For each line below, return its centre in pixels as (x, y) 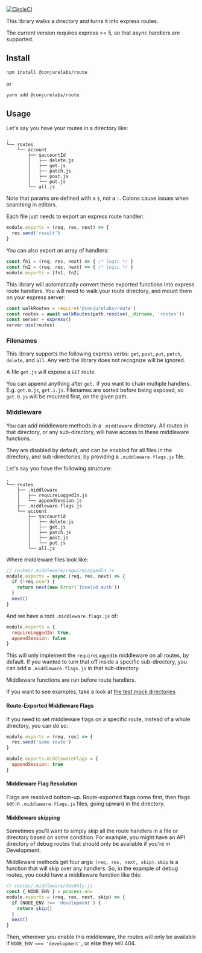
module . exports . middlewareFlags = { (52, 759)
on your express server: (36, 297)
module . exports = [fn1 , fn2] (43, 272)
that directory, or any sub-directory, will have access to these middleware (98, 432)
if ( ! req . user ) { (33, 582)
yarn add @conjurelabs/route (43, 95)
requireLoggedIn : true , (41, 633)
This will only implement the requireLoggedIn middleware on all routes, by (98, 655)
